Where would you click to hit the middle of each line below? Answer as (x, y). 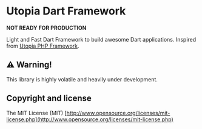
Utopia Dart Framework (66, 11)
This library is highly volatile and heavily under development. (82, 79)
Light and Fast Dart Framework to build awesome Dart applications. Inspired (101, 39)
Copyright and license (49, 99)
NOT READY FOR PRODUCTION (46, 28)
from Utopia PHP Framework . (43, 46)
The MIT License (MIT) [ (36, 113)
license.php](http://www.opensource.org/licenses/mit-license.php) (90, 119)
